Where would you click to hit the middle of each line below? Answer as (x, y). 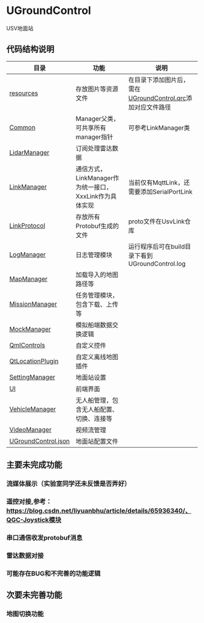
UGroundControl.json (39, 441)
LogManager (28, 255)
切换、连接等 (94, 418)
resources (24, 93)
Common (22, 127)
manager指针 (94, 136)
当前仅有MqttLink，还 (159, 182)
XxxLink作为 (93, 196)
